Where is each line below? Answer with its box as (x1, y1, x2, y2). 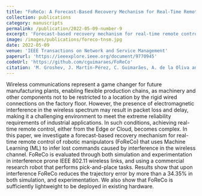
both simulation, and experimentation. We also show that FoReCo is (6, 176, 173, 183)
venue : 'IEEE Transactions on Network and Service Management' (6, 48, 168, 54)
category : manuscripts (6, 20, 63, 26)
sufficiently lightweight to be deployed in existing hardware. (6, 183, 155, 190)
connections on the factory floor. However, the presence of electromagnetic (6, 100, 195, 107)
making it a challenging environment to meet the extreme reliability (6, 113, 171, 120)
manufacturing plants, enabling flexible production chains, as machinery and (6, 88, 196, 95)
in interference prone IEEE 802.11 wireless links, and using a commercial (6, 157, 185, 165)
